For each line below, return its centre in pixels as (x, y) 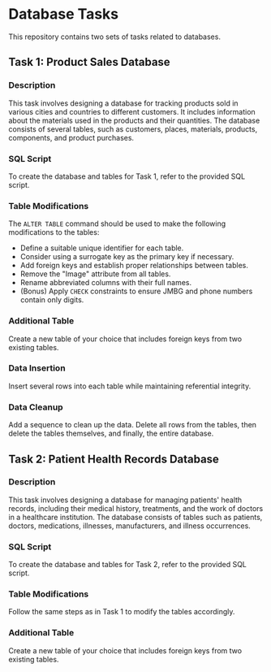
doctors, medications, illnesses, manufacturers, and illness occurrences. (130, 526)
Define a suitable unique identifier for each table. (102, 248)
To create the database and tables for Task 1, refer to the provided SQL (127, 176)
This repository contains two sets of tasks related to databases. (115, 37)
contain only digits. (52, 300)
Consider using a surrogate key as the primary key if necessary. (127, 257)
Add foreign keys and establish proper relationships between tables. (134, 266)
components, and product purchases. (71, 137)
